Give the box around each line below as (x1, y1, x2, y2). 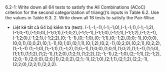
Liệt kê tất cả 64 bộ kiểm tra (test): (12, 24, 84, 30)
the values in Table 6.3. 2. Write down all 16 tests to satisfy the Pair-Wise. (5, 15, 156, 20)
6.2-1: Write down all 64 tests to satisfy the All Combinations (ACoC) (5, 4, 146, 10)
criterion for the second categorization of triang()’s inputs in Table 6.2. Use (5, 9, 159, 15)
